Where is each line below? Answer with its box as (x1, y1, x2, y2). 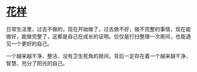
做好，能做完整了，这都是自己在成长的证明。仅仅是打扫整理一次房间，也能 (6, 33, 186, 39)
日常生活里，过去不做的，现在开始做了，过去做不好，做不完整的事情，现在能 (6, 26, 191, 33)
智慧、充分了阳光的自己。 (6, 59, 68, 67)
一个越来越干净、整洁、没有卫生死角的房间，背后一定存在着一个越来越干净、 (6, 52, 191, 59)
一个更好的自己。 (11, 40, 53, 47)
